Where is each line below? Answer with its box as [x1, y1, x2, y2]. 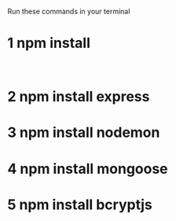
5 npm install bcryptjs [7, 196, 152, 213]
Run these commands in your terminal [7, 7, 130, 16]
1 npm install [7, 35, 91, 52]
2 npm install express [7, 88, 150, 105]
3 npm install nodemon [7, 123, 160, 142]
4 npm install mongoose [7, 160, 168, 178]
